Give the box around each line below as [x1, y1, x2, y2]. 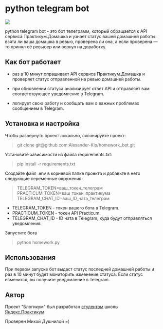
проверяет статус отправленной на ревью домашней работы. [12, 76, 142, 82]
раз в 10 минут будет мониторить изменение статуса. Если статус [5, 271, 143, 277]
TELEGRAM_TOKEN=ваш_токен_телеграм [17, 185, 103, 191]
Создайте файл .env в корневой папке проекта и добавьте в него [5, 170, 141, 176]
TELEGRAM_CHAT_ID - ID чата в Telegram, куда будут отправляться [12, 215, 152, 221]
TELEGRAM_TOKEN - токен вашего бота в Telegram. [12, 205, 120, 210]
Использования [5, 253, 56, 262]
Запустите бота [5, 230, 37, 236]
